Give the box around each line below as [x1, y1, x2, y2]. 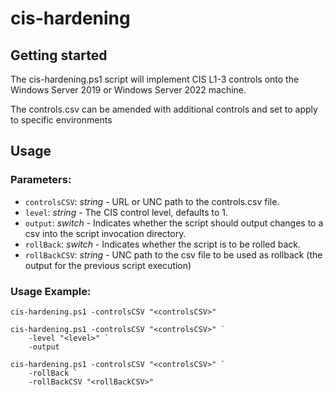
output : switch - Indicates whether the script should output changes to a [24, 217, 324, 229]
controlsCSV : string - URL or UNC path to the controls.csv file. [24, 195, 280, 207]
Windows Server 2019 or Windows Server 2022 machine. [10, 84, 247, 96]
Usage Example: [10, 284, 92, 298]
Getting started [10, 47, 108, 64]
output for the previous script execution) [24, 259, 192, 271]
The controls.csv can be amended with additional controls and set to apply [10, 103, 318, 115]
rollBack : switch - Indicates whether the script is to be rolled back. [24, 238, 301, 250]
